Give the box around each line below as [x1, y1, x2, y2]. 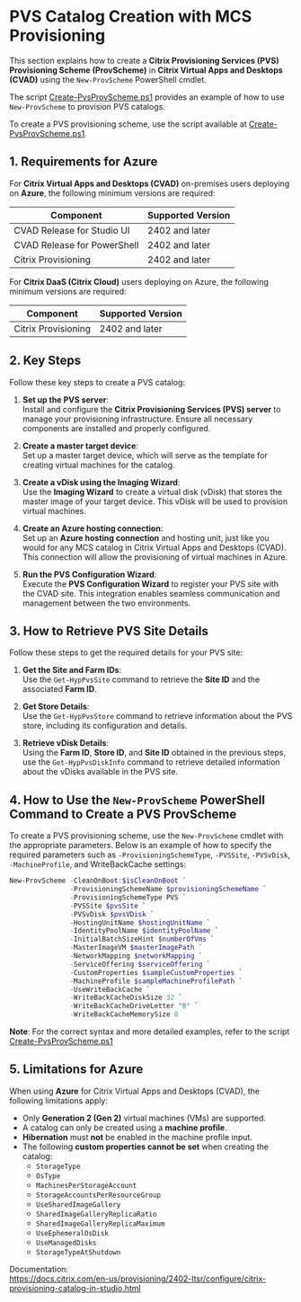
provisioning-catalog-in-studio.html [9, 1282, 141, 1293]
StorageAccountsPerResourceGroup [35, 1191, 162, 1200]
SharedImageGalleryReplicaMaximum [35, 1219, 165, 1228]
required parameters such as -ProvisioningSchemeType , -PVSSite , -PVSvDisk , [9, 849, 290, 860]
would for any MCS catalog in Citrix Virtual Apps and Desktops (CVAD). [22, 542, 287, 553]
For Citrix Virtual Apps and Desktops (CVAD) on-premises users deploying [9, 178, 290, 189]
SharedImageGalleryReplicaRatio [35, 1209, 157, 1218]
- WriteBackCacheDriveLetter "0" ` [69, 1002, 199, 1011]
